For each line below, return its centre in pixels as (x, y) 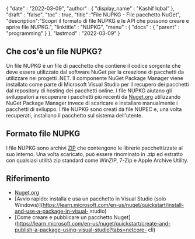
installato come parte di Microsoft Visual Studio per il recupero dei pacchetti (97, 84)
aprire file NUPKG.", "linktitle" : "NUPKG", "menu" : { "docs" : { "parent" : (93, 27)
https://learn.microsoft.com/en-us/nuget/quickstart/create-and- (94, 224)
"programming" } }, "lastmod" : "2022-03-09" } (63, 33)
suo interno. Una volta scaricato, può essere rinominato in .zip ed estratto (94, 154)
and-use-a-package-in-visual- (51, 211)
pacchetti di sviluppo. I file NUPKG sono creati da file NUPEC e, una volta (94, 109)
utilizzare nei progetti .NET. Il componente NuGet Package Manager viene (95, 78)
